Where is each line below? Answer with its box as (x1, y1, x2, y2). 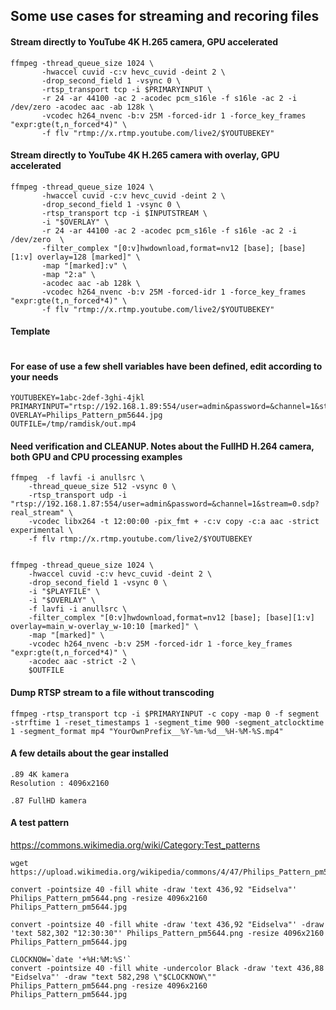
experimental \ (10, 525, 74, 536)
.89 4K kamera (10, 769, 70, 779)
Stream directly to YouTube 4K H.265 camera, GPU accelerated (10, 35, 279, 48)
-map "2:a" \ (41, 269, 97, 279)
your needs (10, 370, 59, 383)
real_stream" (10, 508, 65, 518)
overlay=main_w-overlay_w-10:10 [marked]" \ (10, 622, 199, 632)
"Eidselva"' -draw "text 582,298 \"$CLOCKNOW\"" (10, 972, 217, 983)
